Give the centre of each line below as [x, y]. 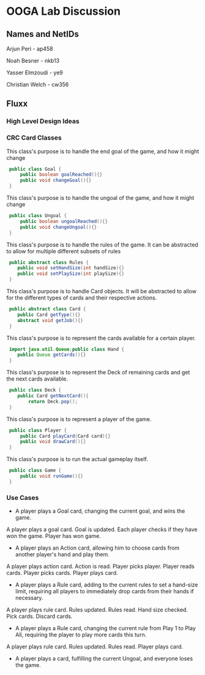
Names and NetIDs [43, 34]
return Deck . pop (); [53, 401]
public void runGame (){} [52, 476]
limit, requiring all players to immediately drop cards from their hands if [104, 591]
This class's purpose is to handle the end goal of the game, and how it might [103, 151]
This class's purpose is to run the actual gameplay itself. [77, 459]
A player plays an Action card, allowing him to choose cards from [97, 548]
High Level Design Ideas [43, 121]
